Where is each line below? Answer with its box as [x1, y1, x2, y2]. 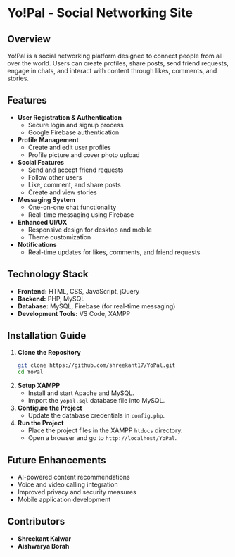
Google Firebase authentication [27, 128, 120, 137]
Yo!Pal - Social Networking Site [7, 5, 193, 21]
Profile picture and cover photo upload [27, 150, 140, 159]
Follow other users [27, 173, 82, 181]
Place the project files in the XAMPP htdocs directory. [27, 426, 183, 434]
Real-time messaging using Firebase [27, 210, 134, 219]
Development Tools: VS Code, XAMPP [17, 309, 131, 318]
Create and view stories [27, 188, 97, 196]
